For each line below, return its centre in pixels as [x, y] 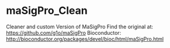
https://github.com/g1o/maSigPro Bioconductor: [64, 32]
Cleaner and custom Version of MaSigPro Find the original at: [80, 27]
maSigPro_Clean [47, 11]
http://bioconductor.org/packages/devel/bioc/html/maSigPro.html [85, 39]
